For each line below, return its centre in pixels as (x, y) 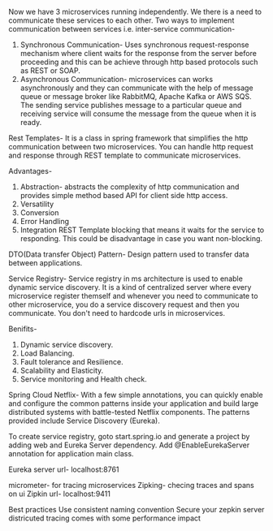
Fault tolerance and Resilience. (71, 362)
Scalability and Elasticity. (62, 370)
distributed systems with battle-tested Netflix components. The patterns (129, 412)
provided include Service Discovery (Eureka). (84, 421)
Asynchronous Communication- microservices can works (117, 79)
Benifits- (23, 329)
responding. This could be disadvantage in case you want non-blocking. (141, 238)
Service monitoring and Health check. (84, 379)
